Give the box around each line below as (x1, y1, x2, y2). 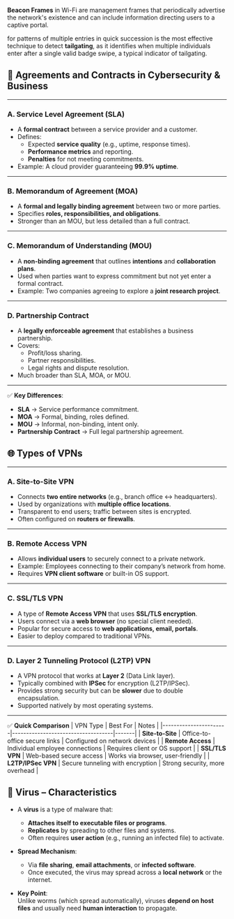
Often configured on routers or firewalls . (17, 515, 136, 523)
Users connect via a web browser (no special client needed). (17, 616, 194, 625)
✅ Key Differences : (7, 391, 64, 399)
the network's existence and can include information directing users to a (7, 13, 215, 22)
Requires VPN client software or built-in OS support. (17, 570, 169, 578)
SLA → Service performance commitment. (17, 405, 139, 413)
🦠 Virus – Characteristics (7, 786, 117, 799)
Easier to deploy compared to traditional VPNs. (17, 632, 152, 640)
